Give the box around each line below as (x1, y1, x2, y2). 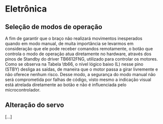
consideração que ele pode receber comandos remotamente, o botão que (5, 46, 153, 51)
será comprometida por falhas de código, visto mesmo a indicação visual (5, 77, 151, 82)
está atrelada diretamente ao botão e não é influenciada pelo (5, 82, 127, 88)
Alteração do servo (5, 101, 65, 109)
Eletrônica (5, 3, 47, 15)
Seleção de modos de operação (5, 23, 103, 31)
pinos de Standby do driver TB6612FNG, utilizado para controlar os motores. (5, 56, 158, 62)
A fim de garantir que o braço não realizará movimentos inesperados (5, 35, 143, 41)
